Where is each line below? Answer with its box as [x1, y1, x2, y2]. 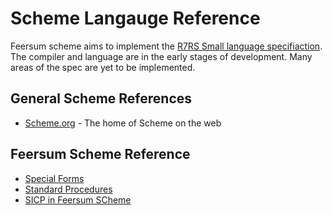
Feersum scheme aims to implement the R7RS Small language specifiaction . [10, 40, 323, 52]
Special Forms [24, 172, 85, 184]
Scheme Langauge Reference [10, 7, 261, 30]
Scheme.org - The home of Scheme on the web [24, 117, 222, 129]
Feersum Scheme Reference [10, 146, 191, 163]
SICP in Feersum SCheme [24, 193, 132, 206]
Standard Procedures [24, 183, 113, 195]
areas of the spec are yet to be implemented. [10, 61, 196, 73]
